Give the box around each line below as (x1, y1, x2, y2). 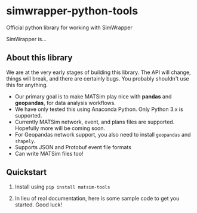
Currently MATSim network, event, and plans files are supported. (14, 118, 175, 125)
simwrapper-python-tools (6, 4, 138, 18)
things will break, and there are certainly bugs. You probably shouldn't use (6, 75, 189, 82)
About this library (6, 53, 73, 63)
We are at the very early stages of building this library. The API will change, (6, 69, 191, 76)
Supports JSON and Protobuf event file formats (14, 143, 131, 150)
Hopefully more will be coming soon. (14, 124, 106, 132)
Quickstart (6, 167, 47, 177)
